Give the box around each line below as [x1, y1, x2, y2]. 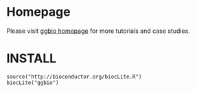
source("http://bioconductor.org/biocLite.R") [6, 73, 142, 80]
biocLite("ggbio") [6, 79, 59, 86]
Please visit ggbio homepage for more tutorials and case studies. [6, 27, 190, 35]
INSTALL [6, 51, 57, 66]
